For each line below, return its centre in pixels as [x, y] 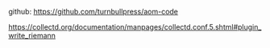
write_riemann [32, 36]
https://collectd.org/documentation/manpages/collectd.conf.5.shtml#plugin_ [135, 27]
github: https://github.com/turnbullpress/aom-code [93, 12]
